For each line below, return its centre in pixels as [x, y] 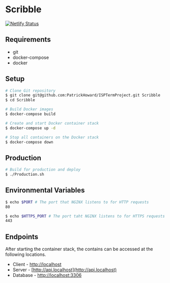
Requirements [28, 40]
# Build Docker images [29, 109]
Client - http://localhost [37, 265]
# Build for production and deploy [43, 170]
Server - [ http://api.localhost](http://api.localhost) [65, 270]
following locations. [26, 254]
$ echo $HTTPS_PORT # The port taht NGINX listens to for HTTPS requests [85, 216]
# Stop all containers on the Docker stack [52, 137]
